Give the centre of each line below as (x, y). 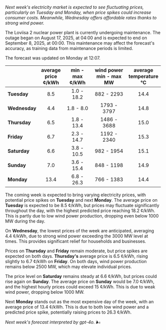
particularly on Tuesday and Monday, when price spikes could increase (78, 12)
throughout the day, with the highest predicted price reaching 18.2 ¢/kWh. (80, 211)
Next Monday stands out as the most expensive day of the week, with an (80, 302)
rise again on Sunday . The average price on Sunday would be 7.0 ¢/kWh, (80, 281)
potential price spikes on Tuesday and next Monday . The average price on (82, 200)
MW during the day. (25, 221)
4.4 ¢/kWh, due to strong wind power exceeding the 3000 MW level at (77, 236)
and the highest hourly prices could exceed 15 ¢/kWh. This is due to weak (80, 287)
